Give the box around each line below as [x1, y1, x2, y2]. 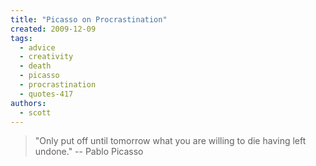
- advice [19, 42, 56, 53]
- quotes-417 [19, 89, 74, 99]
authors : [10, 98, 47, 108]
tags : [10, 33, 33, 43]
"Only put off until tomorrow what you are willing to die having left [34, 135, 307, 147]
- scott [19, 107, 52, 118]
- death [19, 61, 52, 71]
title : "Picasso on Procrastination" [10, 14, 168, 25]
